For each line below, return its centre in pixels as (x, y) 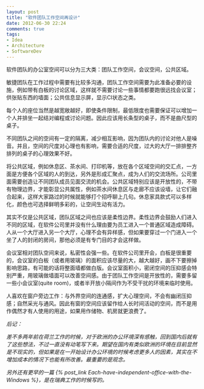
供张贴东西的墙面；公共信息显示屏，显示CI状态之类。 (73, 97)
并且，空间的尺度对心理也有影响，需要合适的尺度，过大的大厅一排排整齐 (107, 145)
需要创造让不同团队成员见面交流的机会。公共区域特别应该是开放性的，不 (101, 181)
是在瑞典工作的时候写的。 (75, 380)
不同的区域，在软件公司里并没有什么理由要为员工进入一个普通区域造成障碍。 (102, 224)
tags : (13, 35)
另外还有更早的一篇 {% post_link (47, 372)
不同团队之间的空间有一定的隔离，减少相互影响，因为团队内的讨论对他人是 (99, 138)
